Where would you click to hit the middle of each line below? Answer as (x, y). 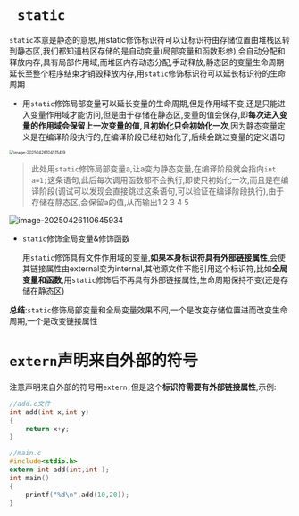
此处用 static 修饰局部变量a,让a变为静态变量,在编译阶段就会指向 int (154, 169)
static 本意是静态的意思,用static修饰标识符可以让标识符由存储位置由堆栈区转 (149, 39)
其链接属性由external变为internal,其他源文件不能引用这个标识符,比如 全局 (155, 268)
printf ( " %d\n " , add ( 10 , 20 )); (77, 495)
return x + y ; (47, 429)
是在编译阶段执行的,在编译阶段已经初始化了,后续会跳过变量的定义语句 (158, 137)
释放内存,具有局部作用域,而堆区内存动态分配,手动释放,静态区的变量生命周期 (147, 62)
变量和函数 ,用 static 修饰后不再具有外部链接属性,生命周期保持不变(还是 (151, 279)
